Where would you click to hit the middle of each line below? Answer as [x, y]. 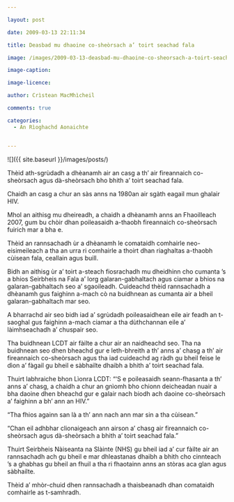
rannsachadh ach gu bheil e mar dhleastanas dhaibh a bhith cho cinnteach [114, 456]
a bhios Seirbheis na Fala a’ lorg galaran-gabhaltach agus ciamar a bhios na [116, 279]
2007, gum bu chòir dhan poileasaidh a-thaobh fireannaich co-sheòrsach [112, 222]
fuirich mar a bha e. [35, 229]
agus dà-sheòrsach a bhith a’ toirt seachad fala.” [109, 435]
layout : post [26, 20]
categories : [24, 120]
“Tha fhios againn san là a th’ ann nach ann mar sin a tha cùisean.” [103, 414]
